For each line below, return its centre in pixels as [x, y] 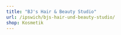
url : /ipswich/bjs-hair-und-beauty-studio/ [61, 17]
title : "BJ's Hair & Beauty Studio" [51, 12]
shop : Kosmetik [25, 23]
